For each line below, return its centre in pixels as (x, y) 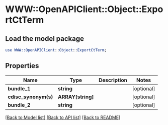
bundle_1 (19, 88)
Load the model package (45, 39)
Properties (22, 66)
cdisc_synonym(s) (30, 97)
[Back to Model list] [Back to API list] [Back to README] (63, 117)
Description (113, 80)
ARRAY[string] (76, 97)
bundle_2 (19, 105)
